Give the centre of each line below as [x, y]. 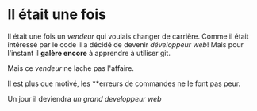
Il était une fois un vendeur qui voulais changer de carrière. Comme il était [128, 36]
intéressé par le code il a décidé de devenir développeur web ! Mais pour [125, 44]
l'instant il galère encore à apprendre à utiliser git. [89, 53]
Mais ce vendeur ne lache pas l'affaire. [71, 68]
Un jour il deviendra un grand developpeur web [84, 98]
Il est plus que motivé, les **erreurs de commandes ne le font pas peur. [124, 83]
